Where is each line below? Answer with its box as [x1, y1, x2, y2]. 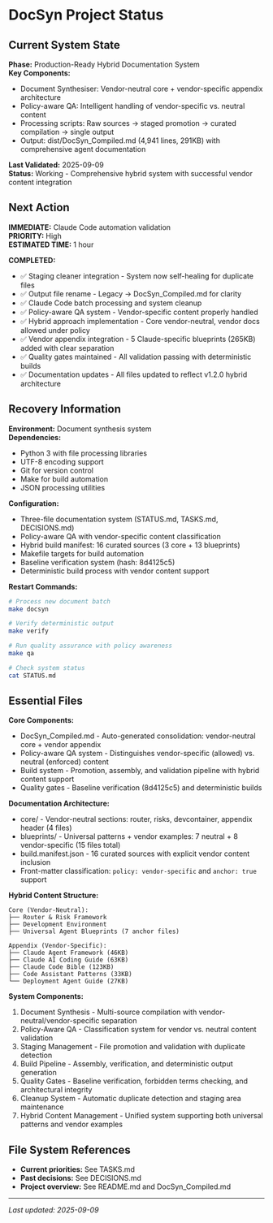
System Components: [8, 992, 84, 1001]
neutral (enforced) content [19, 757, 110, 767]
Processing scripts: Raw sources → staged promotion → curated [19, 119, 237, 127]
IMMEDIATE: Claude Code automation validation [8, 222, 171, 232]
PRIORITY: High [8, 231, 63, 240]
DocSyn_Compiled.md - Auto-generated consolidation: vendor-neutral [19, 731, 256, 741]
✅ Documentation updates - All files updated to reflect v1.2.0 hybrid [19, 369, 248, 379]
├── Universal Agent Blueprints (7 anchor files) [8, 927, 180, 936]
